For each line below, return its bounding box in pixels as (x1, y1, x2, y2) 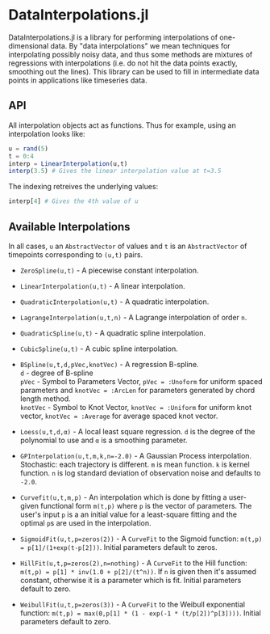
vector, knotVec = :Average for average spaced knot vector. (19, 411, 218, 421)
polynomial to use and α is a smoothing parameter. (19, 435, 188, 445)
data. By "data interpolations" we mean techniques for (50, 40, 231, 50)
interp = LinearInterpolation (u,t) (8, 159, 128, 167)
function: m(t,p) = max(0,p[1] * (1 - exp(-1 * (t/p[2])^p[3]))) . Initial (19, 608, 262, 618)
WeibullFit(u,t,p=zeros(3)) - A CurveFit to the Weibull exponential (19, 599, 246, 609)
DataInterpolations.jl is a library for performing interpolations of (8, 32, 218, 42)
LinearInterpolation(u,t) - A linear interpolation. (19, 281, 185, 290)
